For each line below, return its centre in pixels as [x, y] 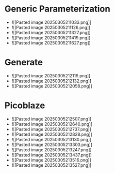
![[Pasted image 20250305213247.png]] [51, 150]
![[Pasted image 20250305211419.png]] [51, 38]
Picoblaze [25, 106]
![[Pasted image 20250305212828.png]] [52, 134]
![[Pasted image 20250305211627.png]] [51, 43]
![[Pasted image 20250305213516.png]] [51, 160]
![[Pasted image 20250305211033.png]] [51, 22]
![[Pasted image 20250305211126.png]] [51, 27]
